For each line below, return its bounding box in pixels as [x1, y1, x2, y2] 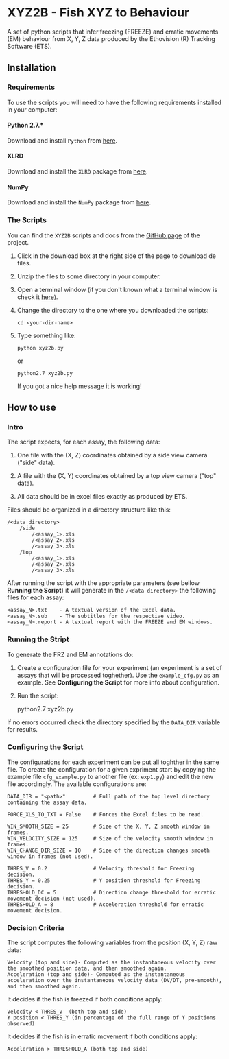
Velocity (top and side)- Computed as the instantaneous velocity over [7, 959, 216, 966]
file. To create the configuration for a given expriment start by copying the [7, 765, 216, 773]
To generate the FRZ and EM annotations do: [7, 650, 134, 658]
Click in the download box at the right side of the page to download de [16, 252, 216, 260]
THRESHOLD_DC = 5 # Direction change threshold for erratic [7, 889, 216, 896]
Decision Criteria [7, 923, 64, 932]
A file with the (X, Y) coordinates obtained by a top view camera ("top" [16, 472, 217, 480]
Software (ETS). [7, 42, 53, 50]
